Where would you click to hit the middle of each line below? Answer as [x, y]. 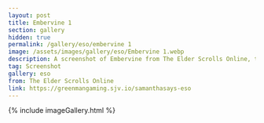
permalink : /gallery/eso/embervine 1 [70, 45]
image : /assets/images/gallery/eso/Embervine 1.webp [96, 52]
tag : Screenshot [35, 67]
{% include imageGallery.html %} [62, 110]
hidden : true [29, 37]
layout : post [29, 15]
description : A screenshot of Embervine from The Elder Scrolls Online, [130, 60]
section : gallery [37, 30]
